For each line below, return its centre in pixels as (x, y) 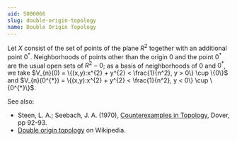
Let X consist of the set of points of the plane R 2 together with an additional (117, 48)
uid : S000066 (27, 14)
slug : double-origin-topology (52, 20)
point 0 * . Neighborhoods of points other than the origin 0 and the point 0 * (115, 56)
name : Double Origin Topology (52, 27)
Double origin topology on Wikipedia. (71, 130)
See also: (21, 102)
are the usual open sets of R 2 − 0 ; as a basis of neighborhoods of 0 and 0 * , (117, 65)
